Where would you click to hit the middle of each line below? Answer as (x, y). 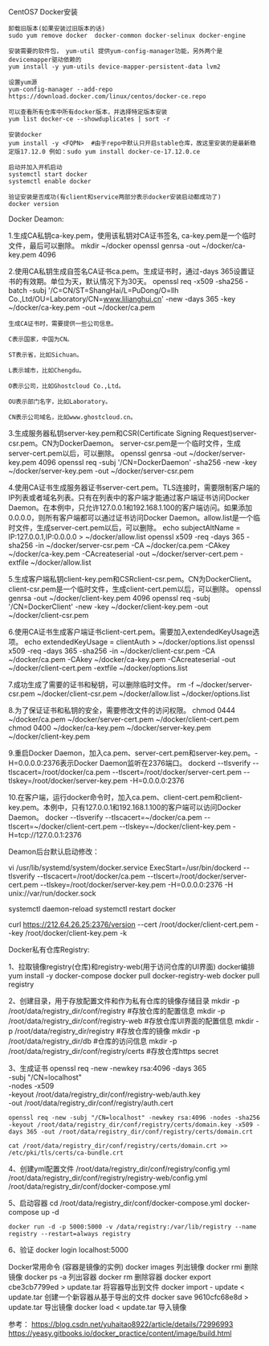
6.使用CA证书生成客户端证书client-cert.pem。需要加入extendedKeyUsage (130, 632)
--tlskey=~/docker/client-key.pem (175, 826)
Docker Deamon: (36, 219)
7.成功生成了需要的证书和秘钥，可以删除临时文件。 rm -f (101, 685)
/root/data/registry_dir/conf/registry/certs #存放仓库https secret (114, 1051)
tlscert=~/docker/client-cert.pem (63, 826)
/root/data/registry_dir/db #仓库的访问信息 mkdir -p (93, 1041)
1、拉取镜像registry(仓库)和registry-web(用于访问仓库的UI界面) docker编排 (132, 967)
